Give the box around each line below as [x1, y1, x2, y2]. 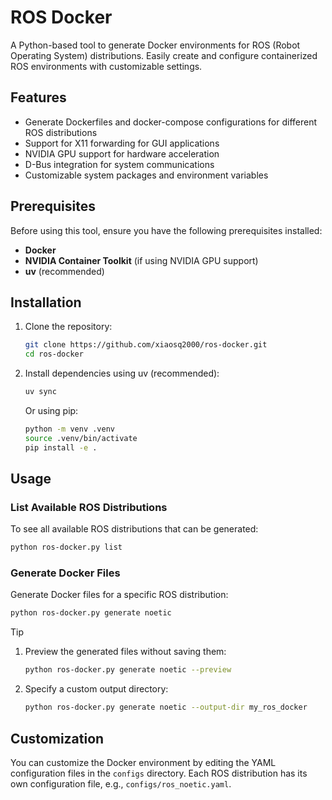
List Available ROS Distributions [10, 500, 168, 514]
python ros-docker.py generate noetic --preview [24, 665, 232, 675]
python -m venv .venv [24, 424, 115, 434]
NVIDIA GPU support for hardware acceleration [24, 147, 220, 160]
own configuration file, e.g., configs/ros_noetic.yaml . [10, 777, 232, 790]
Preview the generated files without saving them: [24, 646, 227, 658]
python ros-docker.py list [10, 542, 123, 553]
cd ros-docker [24, 349, 84, 360]
